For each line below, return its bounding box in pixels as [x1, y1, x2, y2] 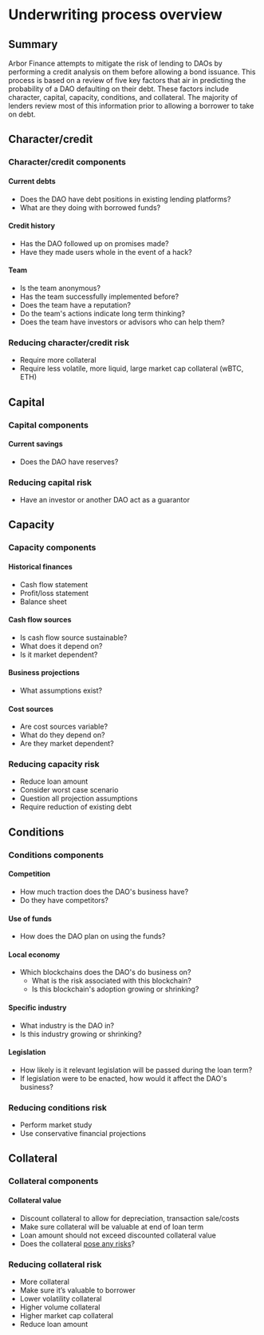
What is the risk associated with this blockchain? [31, 976, 191, 986]
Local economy [8, 949, 61, 960]
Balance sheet [19, 597, 68, 606]
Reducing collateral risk [8, 1258, 102, 1269]
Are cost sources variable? [19, 721, 108, 732]
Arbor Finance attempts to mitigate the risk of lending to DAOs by [8, 58, 223, 68]
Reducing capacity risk [8, 759, 100, 770]
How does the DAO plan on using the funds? [19, 932, 166, 941]
